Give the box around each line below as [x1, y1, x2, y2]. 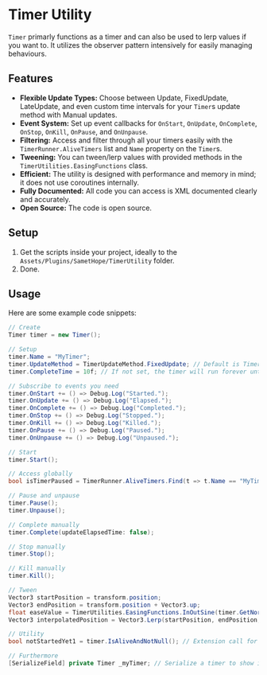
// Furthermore [8, 652, 59, 660]
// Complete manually [8, 521, 80, 529]
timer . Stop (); [8, 550, 56, 558]
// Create [8, 324, 41, 332]
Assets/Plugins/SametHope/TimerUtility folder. [19, 256, 175, 265]
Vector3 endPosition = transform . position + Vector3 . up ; [8, 601, 201, 609]
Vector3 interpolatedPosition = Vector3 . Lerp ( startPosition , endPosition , [8, 615, 261, 624]
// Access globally [8, 470, 73, 478]
